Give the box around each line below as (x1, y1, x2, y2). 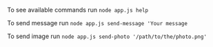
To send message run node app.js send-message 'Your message (7, 19, 188, 27)
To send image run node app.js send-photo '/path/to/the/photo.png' (7, 32, 207, 40)
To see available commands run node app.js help (7, 6, 149, 14)
